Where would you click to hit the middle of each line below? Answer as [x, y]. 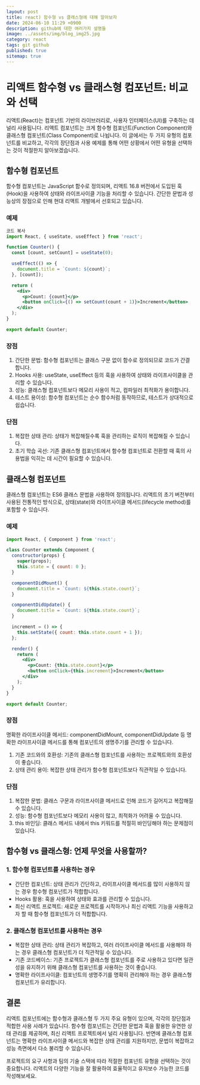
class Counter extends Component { [50, 550]
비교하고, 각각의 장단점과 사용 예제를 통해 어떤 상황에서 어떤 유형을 [99, 142]
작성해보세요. [21, 1075]
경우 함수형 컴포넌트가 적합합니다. [60, 891]
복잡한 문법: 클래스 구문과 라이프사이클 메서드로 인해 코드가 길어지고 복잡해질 [104, 801]
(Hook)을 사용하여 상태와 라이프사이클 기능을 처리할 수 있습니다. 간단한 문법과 [96, 194]
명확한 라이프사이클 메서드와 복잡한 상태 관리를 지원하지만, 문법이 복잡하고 [108, 1041]
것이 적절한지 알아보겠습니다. [46, 150]
